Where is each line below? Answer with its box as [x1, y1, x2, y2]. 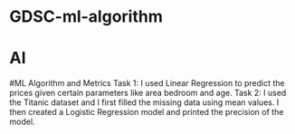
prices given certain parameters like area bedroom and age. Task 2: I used [9, 88, 287, 99]
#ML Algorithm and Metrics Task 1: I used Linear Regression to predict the [9, 78, 285, 89]
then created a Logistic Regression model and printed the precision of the [9, 107, 284, 118]
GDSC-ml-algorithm [9, 6, 163, 27]
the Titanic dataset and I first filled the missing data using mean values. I [9, 97, 280, 108]
